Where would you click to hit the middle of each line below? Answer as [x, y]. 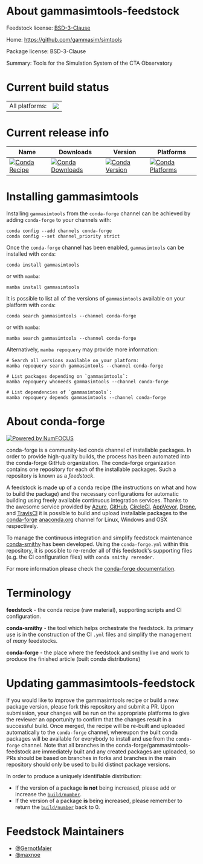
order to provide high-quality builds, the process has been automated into [98, 456]
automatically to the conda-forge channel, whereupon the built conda [92, 732]
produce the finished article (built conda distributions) [73, 659]
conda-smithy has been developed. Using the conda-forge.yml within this [98, 544]
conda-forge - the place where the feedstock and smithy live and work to [98, 652]
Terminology [39, 593]
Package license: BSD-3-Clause [46, 51]
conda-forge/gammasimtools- [153, 745]
